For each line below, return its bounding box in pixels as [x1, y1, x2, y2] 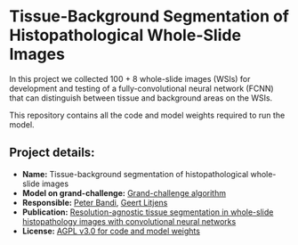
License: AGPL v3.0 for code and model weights [21, 225, 200, 236]
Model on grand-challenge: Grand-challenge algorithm [21, 187, 227, 198]
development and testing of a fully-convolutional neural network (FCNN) [9, 83, 274, 94]
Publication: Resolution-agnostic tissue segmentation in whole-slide [21, 207, 274, 217]
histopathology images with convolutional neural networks [21, 216, 237, 226]
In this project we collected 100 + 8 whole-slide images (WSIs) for [9, 73, 251, 84]
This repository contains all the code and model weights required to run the [9, 110, 286, 120]
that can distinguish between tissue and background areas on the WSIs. [9, 92, 273, 103]
